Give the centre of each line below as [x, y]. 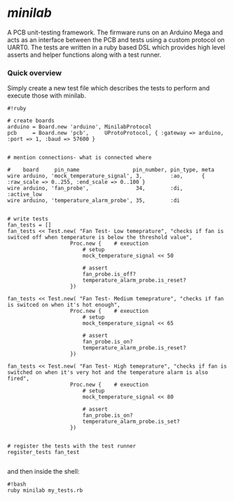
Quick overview [34, 73]
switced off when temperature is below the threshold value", [100, 238]
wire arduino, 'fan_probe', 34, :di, [95, 188]
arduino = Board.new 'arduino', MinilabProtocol [80, 127]
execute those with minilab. [47, 95]
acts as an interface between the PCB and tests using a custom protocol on [116, 39]
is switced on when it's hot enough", [64, 305]
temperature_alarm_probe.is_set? [131, 422]
